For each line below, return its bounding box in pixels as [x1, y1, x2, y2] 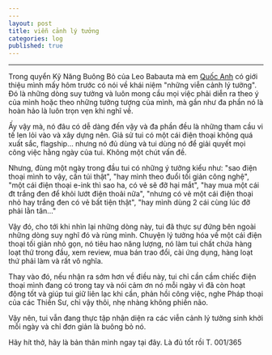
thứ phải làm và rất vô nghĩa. [8, 256, 104, 266]
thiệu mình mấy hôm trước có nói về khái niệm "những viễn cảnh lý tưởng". [8, 80, 257, 90]
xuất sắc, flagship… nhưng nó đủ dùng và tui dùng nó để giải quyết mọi [8, 139, 246, 149]
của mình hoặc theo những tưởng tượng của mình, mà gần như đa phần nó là [8, 98, 264, 108]
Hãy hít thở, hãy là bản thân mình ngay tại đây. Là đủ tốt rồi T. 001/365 [8, 337, 242, 348]
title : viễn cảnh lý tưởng [8, 27, 100, 35]
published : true [8, 42, 63, 50]
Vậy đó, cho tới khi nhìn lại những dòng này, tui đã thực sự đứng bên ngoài [8, 222, 257, 231]
